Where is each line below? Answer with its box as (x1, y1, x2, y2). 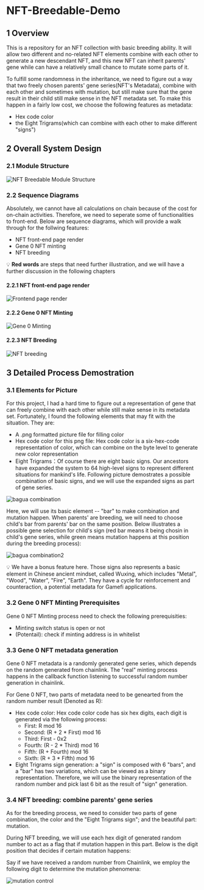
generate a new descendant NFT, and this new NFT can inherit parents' (6, 57, 186, 64)
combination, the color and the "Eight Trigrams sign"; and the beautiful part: (6, 816, 197, 823)
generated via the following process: (15, 715, 107, 722)
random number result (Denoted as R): (6, 697, 103, 704)
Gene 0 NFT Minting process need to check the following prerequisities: (6, 612, 187, 620)
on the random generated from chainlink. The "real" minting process (6, 666, 178, 673)
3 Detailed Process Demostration (6, 367, 135, 378)
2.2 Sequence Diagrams (6, 191, 79, 199)
